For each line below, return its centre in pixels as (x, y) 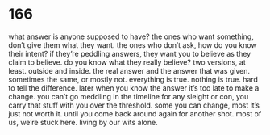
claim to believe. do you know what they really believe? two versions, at (127, 62)
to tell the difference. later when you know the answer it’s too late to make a (134, 88)
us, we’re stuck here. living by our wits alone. (83, 122)
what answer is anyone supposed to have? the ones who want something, (131, 36)
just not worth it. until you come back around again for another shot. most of (135, 113)
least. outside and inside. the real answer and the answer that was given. (129, 70)
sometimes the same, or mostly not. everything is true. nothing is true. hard (133, 79)
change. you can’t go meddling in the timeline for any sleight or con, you (129, 96)
